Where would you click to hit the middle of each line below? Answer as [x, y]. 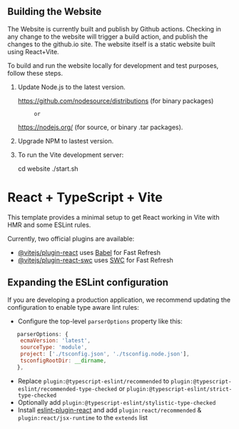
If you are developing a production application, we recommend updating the [119, 300]
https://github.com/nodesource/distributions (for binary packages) [116, 101]
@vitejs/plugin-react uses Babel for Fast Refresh [89, 252]
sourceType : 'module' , [54, 348]
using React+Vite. [33, 51]
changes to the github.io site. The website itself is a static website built [111, 44]
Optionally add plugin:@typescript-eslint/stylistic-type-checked [117, 402]
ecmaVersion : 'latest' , [56, 341]
